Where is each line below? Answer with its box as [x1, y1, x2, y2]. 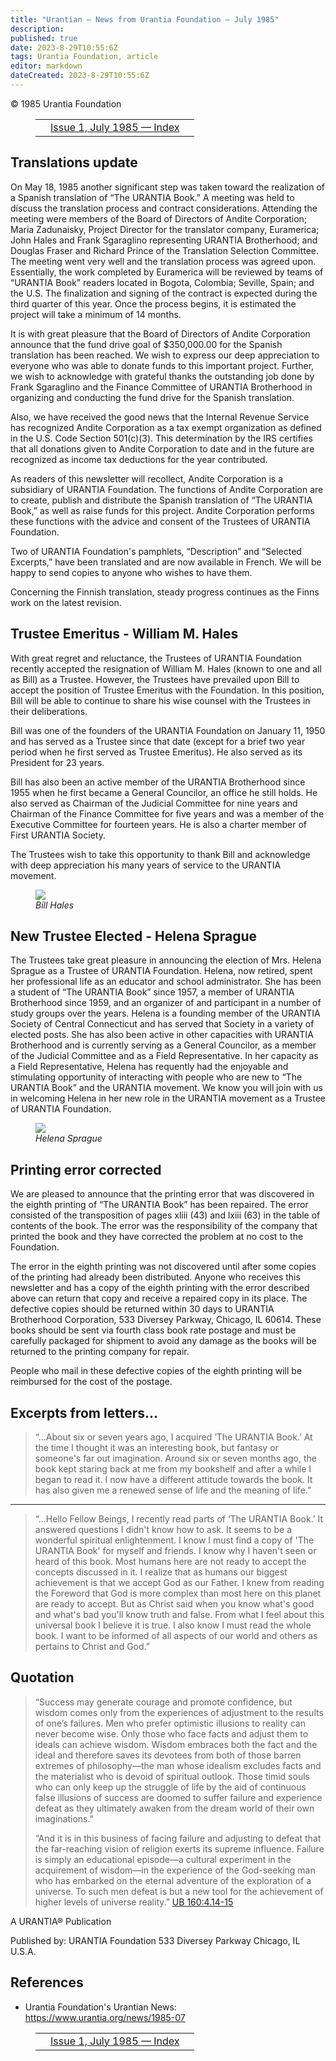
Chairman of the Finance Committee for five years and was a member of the [10, 807, 325, 820]
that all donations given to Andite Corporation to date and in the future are [10, 442, 315, 455]
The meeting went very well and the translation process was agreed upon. [10, 255, 317, 267]
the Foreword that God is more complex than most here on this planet [34, 1587, 322, 1599]
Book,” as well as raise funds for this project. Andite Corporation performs [10, 504, 315, 516]
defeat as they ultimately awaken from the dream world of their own [34, 1802, 315, 1814]
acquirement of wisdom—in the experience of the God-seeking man [34, 1864, 316, 1876]
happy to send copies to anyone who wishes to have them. [10, 566, 253, 578]
